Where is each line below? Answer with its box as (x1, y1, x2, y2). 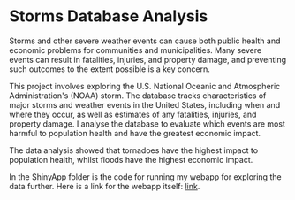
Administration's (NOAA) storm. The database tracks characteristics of (9, 90, 267, 101)
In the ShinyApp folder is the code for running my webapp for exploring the (9, 171, 282, 182)
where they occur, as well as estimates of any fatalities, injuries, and (9, 109, 257, 119)
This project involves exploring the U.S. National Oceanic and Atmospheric (9, 81, 281, 91)
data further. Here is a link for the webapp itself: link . (9, 181, 200, 191)
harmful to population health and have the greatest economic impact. (9, 127, 261, 138)
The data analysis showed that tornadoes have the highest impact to (9, 144, 259, 156)
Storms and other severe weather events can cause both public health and (9, 35, 281, 46)
